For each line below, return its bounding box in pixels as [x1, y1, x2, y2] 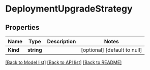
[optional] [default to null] [80, 46, 142, 53]
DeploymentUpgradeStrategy [5, 3, 133, 15]
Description [47, 38, 76, 45]
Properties [5, 23, 40, 32]
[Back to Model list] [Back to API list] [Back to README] [5, 59, 122, 65]
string [27, 46, 42, 53]
